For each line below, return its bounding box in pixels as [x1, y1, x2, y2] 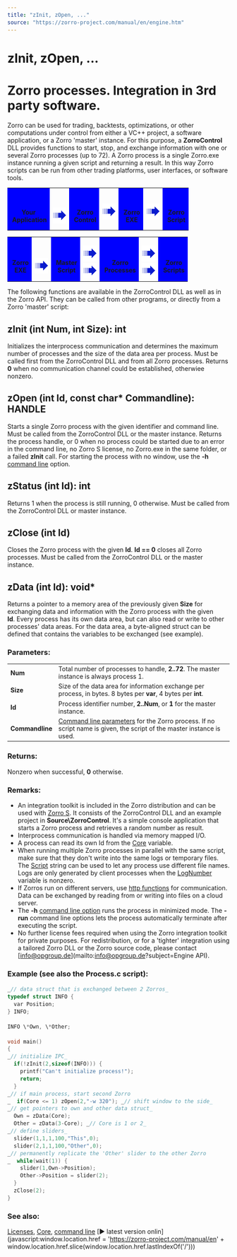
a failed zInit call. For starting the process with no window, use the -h [7, 452, 209, 461]
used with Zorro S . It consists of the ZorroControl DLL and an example [17, 809, 222, 818]
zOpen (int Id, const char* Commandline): [7, 392, 195, 404]
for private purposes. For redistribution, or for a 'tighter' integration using [17, 936, 230, 945]
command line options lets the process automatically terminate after [29, 914, 228, 922]
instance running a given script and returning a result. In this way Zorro [7, 158, 214, 167]
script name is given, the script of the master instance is [58, 724, 221, 733]
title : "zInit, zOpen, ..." [7, 11, 90, 18]
